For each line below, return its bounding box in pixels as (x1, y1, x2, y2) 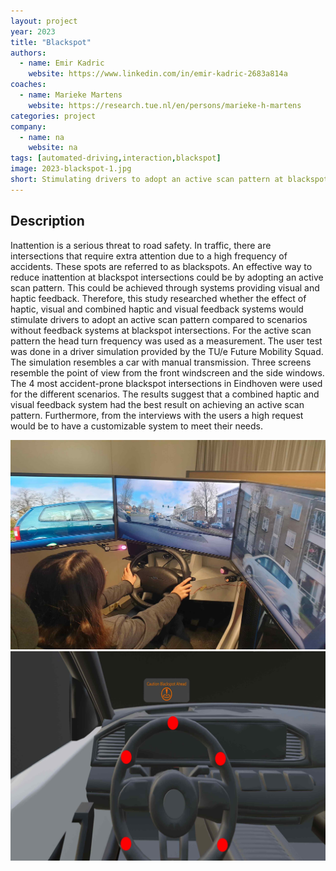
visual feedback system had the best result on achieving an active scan (10, 398, 305, 410)
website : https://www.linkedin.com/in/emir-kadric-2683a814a (28, 69, 288, 79)
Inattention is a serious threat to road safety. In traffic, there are (10, 239, 272, 251)
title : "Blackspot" (10, 37, 92, 47)
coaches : (10, 80, 47, 90)
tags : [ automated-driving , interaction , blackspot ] (10, 153, 222, 164)
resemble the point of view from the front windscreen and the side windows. (10, 366, 325, 379)
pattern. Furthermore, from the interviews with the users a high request (10, 409, 304, 421)
